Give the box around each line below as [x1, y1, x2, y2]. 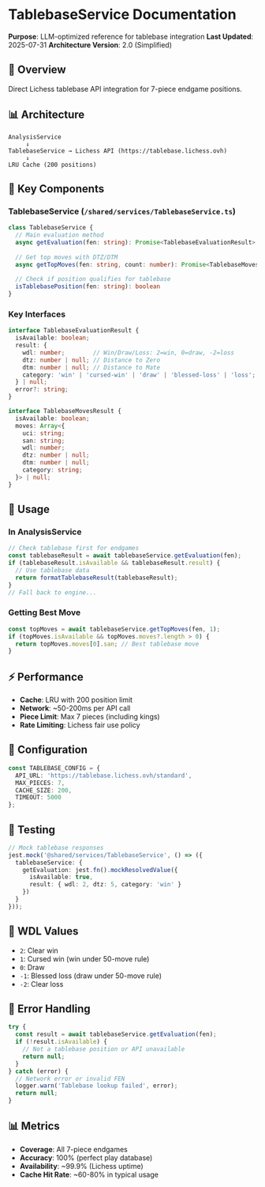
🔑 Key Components [8, 182, 105, 195]
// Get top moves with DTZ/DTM [15, 253, 118, 261]
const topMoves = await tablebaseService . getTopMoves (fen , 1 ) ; [8, 625, 221, 633]
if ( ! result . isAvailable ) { [15, 1038, 108, 1046]
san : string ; [22, 437, 65, 445]
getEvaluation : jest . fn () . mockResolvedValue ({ [22, 866, 178, 874]
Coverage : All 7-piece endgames [19, 1144, 128, 1154]
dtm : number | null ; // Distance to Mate [22, 363, 160, 371]
